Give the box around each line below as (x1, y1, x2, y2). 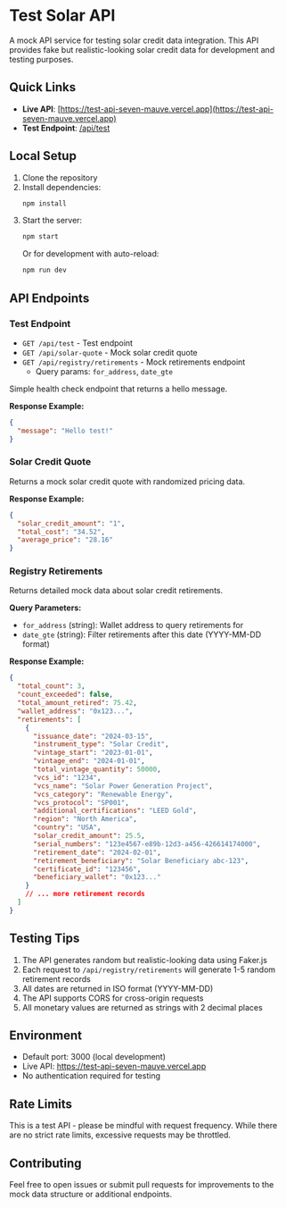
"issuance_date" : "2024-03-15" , (32, 732, 153, 741)
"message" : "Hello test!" (17, 426, 114, 435)
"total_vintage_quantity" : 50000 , (32, 765, 162, 774)
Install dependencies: (21, 181, 102, 192)
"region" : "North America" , (32, 815, 138, 824)
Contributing (9, 1155, 82, 1170)
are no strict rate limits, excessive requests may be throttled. (9, 1129, 232, 1140)
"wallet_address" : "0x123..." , (17, 707, 134, 716)
